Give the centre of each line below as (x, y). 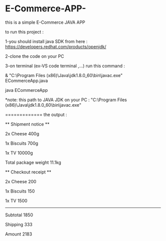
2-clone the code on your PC (35, 56)
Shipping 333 (19, 224)
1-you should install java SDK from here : (46, 41)
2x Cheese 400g (22, 133)
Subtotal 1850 (19, 215)
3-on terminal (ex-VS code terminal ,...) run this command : (65, 66)
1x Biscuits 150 (20, 191)
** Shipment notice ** (27, 124)
